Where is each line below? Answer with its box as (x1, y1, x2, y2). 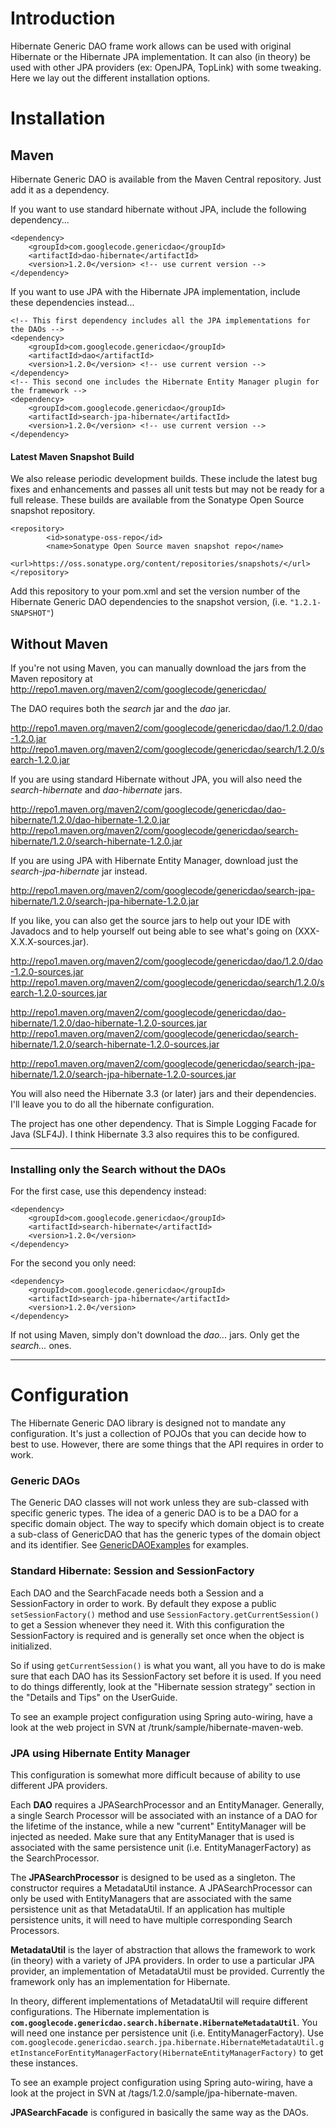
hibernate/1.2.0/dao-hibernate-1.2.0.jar (10, 813, 170, 826)
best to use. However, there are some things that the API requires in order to (10, 1438, 324, 1451)
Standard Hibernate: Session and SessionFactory (10, 1564, 255, 1578)
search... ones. (10, 1340, 72, 1352)
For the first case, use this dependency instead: (10, 1185, 207, 1197)
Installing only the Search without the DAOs (10, 1162, 227, 1176)
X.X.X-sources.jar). (10, 935, 90, 947)
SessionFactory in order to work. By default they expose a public (10, 1597, 277, 1609)
